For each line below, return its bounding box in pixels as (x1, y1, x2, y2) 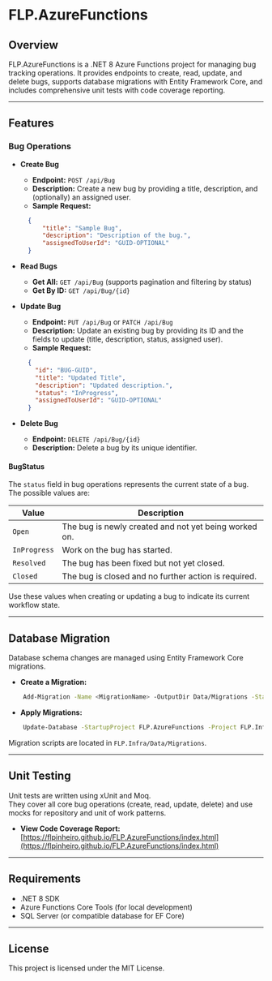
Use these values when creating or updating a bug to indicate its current (8, 592, 250, 601)
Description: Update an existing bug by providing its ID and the (32, 326, 244, 336)
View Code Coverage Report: (19, 824, 121, 833)
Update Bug (19, 302, 62, 312)
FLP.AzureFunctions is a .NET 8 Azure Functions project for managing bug (8, 59, 257, 69)
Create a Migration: (19, 678, 87, 687)
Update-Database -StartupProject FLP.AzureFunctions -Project (23, 724, 237, 732)
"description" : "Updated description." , (35, 381, 173, 389)
